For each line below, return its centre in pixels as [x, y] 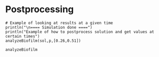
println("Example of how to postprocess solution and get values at [80, 32]
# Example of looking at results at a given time [59, 23]
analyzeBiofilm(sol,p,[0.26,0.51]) [43, 41]
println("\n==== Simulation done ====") [49, 27]
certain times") [22, 36]
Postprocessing [40, 9]
